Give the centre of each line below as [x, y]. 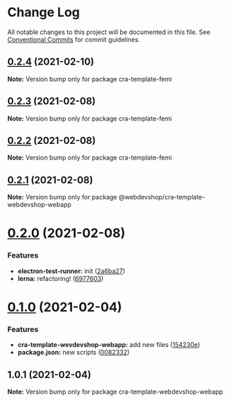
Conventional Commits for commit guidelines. [74, 39]
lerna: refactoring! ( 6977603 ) [61, 278]
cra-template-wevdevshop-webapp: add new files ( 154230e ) [109, 345]
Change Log [44, 12]
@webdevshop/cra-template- [162, 197]
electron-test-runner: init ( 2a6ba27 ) [71, 271]
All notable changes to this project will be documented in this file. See [109, 32]
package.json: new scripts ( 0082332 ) [73, 353]
